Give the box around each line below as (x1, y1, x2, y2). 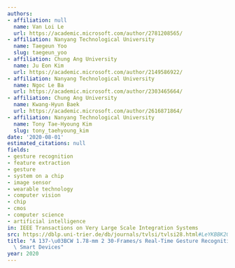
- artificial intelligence (7, 218, 86, 225)
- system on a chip (7, 172, 64, 179)
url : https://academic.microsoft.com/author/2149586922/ (13, 68, 183, 75)
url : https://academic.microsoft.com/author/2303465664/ (13, 88, 183, 95)
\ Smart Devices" (13, 244, 64, 251)
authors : (7, 10, 33, 17)
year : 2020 (7, 251, 39, 258)
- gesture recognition (7, 153, 73, 161)
